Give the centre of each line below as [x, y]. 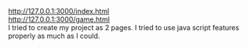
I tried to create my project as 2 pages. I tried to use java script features [124, 27]
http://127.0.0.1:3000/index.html [59, 11]
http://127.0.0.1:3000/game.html [59, 19]
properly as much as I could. [54, 36]
